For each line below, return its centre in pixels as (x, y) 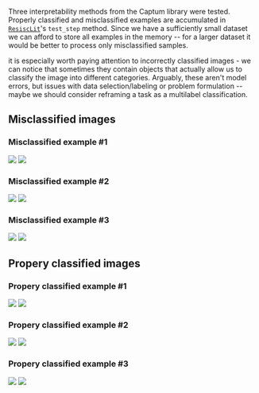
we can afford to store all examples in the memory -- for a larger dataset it (129, 37)
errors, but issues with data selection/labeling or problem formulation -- (126, 86)
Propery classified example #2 (68, 325)
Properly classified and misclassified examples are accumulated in (117, 20)
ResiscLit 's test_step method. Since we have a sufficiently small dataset (128, 28)
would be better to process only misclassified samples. (98, 45)
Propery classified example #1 (68, 286)
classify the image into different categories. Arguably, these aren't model (128, 78)
